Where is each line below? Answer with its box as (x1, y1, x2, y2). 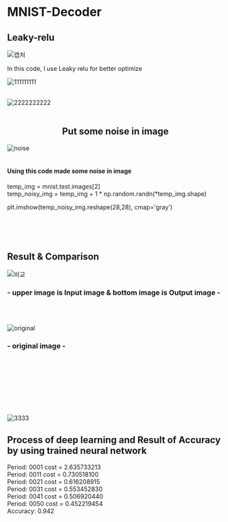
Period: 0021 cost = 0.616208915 (7, 478, 101, 486)
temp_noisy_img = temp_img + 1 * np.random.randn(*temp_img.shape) (7, 190, 207, 198)
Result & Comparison (7, 251, 100, 262)
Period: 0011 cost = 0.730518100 (7, 470, 99, 479)
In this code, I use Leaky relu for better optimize (7, 65, 143, 72)
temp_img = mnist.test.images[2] (7, 182, 101, 191)
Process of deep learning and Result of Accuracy (7, 434, 221, 446)
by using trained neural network (7, 445, 147, 457)
